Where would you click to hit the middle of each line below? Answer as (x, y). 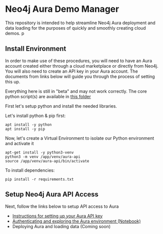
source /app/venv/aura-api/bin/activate (47, 161)
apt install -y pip (25, 129)
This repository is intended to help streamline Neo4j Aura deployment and (80, 23)
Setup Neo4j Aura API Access (52, 194)
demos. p (15, 33)
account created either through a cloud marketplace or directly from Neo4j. (82, 66)
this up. (13, 81)
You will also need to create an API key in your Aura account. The (72, 71)
